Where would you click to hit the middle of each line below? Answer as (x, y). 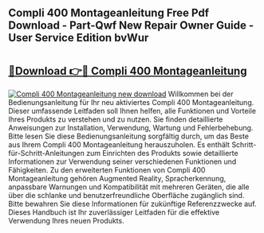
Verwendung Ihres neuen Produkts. (67, 221)
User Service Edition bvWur (79, 38)
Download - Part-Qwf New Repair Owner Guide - (131, 26)
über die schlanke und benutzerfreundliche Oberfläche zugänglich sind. (126, 195)
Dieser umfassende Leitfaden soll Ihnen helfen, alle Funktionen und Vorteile (132, 111)
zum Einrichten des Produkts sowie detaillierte (162, 153)
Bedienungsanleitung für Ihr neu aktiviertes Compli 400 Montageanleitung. (131, 102)
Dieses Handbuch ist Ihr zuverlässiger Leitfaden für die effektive (114, 212)
